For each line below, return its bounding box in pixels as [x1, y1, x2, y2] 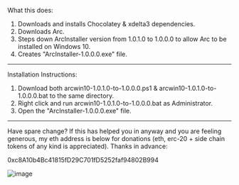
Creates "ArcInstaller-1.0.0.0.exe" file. [17, 50, 128, 58]
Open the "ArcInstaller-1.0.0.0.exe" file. [17, 106, 132, 115]
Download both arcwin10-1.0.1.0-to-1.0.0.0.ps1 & [17, 84, 158, 92]
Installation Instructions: [7, 70, 78, 79]
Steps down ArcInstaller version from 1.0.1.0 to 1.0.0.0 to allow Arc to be [17, 35, 227, 43]
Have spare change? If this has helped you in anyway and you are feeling [7, 127, 222, 135]
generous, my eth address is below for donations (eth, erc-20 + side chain [7, 135, 225, 142]
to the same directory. [49, 91, 115, 100]
